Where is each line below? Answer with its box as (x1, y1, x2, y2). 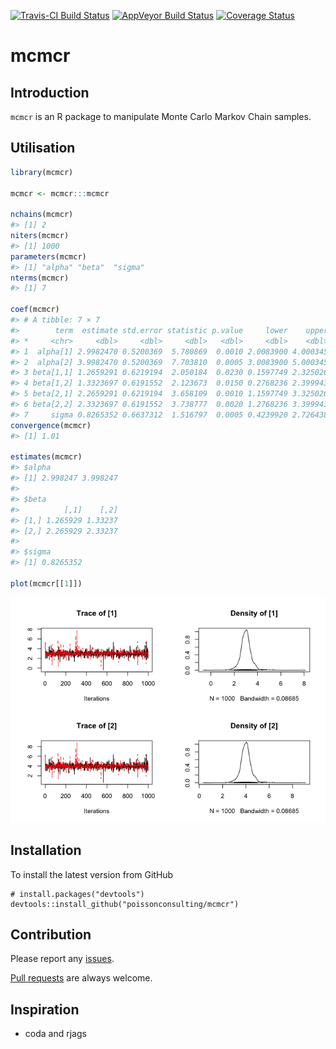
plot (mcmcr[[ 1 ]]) (10, 578, 83, 589)
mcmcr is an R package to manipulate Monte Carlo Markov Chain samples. (10, 111, 312, 122)
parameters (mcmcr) (10, 251, 87, 262)
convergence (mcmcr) (10, 420, 92, 430)
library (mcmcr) (10, 167, 74, 177)
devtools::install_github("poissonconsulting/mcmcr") (10, 899, 240, 909)
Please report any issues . (10, 953, 115, 965)
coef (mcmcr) (10, 305, 60, 315)
